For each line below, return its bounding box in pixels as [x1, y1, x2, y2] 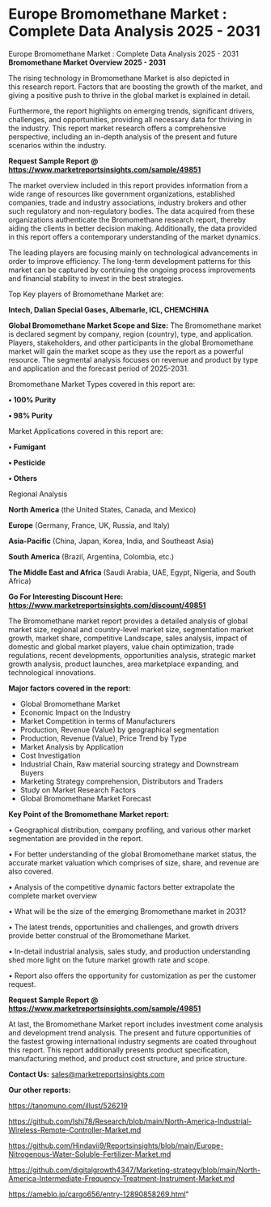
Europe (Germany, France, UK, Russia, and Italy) [8, 520, 170, 530]
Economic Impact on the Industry [19, 708, 131, 717]
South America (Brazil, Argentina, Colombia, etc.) [8, 551, 175, 561]
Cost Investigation [19, 750, 81, 760]
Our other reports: [8, 1085, 71, 1094]
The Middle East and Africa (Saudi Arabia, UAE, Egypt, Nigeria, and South [8, 567, 256, 577]
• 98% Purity [8, 410, 53, 420]
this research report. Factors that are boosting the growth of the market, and [8, 82, 263, 91]
